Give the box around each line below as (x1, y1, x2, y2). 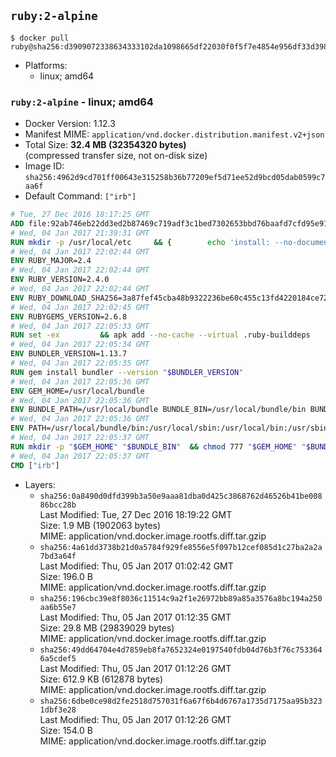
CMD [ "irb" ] (10, 460, 60, 470)
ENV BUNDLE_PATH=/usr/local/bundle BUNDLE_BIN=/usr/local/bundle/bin (10, 405, 307, 415)
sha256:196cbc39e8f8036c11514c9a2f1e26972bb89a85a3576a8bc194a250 (39, 593, 323, 604)
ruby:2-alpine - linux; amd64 (10, 95, 154, 109)
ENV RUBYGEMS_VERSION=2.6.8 (10, 311, 128, 322)
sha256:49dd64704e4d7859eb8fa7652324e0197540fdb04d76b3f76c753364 (39, 645, 323, 655)
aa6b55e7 (39, 602, 77, 612)
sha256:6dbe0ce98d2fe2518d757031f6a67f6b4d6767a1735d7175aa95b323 (39, 696, 323, 706)
